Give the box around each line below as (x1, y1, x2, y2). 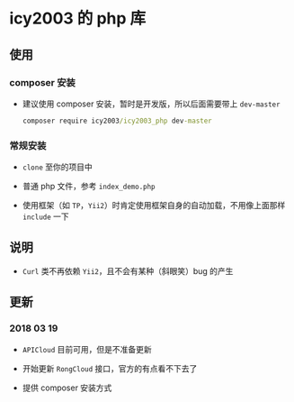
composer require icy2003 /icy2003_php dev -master (22, 116, 213, 125)
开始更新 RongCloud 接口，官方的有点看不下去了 (22, 362, 198, 374)
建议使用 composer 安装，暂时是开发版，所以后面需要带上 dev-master (22, 98, 281, 109)
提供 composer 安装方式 (22, 382, 112, 393)
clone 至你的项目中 (22, 161, 93, 172)
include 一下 (22, 211, 69, 222)
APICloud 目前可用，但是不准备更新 (22, 343, 153, 354)
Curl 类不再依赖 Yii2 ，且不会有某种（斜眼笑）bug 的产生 (22, 265, 234, 276)
